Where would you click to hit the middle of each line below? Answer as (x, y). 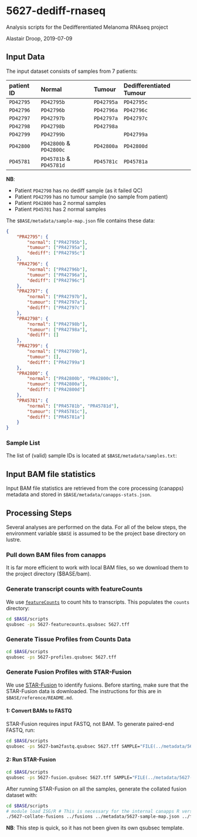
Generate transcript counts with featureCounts (74, 589)
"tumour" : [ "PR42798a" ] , (57, 330)
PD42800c (53, 150)
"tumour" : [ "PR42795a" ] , (57, 248)
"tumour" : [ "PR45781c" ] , (57, 411)
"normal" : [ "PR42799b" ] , (57, 351)
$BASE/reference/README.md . (40, 697)
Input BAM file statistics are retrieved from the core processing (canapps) (95, 488)
